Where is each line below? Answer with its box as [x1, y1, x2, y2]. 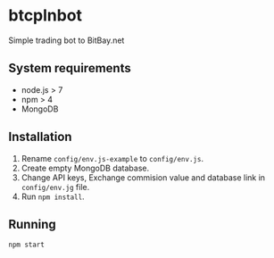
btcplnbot [8, 5, 82, 26]
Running [8, 216, 57, 232]
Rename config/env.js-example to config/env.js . [21, 153, 204, 163]
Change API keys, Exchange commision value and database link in [21, 171, 265, 183]
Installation [8, 129, 72, 145]
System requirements [8, 61, 131, 76]
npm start [8, 240, 46, 250]
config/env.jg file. [21, 181, 90, 192]
